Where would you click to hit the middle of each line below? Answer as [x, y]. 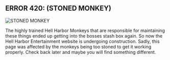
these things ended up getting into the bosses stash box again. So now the [84, 36]
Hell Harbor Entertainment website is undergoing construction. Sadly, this [82, 41]
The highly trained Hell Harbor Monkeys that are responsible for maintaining [85, 31]
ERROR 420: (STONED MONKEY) [58, 8]
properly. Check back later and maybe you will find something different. [81, 52]
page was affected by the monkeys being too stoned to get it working [78, 47]
